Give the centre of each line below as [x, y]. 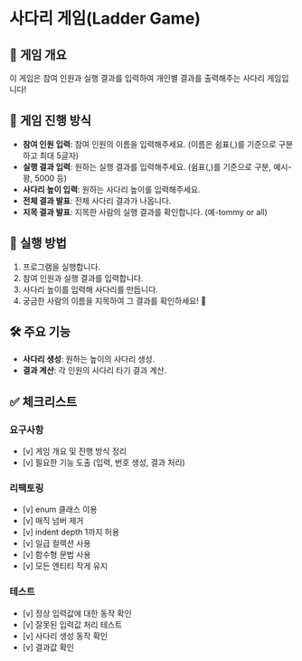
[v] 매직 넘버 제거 [53, 521]
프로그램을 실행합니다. [61, 267]
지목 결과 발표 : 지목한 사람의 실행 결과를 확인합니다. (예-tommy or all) [145, 212]
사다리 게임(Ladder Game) [105, 19]
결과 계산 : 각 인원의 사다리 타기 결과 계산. [94, 371]
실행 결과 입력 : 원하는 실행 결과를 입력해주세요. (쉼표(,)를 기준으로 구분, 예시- [157, 166]
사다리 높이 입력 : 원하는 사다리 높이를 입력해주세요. [111, 189]
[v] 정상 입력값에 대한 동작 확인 [77, 613]
